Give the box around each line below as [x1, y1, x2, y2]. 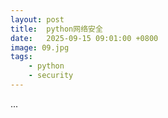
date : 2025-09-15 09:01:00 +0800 [10, 33, 159, 43]
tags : [10, 52, 33, 62]
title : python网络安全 [10, 24, 103, 34]
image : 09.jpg [10, 42, 70, 53]
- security [28, 71, 74, 81]
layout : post [10, 14, 65, 25]
